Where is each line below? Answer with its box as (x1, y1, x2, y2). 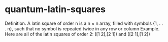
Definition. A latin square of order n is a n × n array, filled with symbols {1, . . (5, 20, 163, 26)
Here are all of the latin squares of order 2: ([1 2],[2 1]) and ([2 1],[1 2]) (5, 31, 150, 37)
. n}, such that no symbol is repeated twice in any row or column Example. (5, 25, 160, 31)
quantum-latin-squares (5, 4, 106, 15)
